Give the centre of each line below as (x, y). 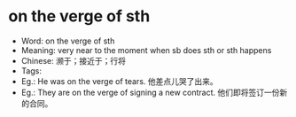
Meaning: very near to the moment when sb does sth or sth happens (146, 50)
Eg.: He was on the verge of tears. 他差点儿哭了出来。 (119, 81)
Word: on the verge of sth (68, 41)
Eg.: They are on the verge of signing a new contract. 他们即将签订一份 (150, 92)
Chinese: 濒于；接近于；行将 (73, 60)
